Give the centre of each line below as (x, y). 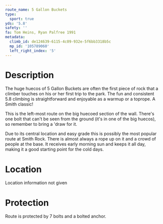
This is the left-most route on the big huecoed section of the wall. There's (80, 114)
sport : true (22, 19)
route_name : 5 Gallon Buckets (36, 10)
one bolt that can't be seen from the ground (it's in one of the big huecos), (81, 119)
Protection (27, 203)
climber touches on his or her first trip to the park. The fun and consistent (80, 94)
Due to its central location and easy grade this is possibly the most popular (81, 134)
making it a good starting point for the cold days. (55, 149)
